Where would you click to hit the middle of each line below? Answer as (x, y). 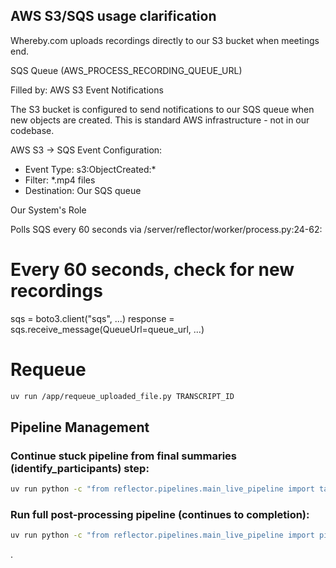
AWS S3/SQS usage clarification (113, 16)
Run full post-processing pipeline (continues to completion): (160, 515)
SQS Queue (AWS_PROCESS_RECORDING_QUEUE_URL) (126, 70)
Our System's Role (48, 210)
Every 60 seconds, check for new (152, 270)
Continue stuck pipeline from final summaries (123, 456)
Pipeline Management (80, 427)
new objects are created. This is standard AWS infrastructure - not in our (160, 120)
